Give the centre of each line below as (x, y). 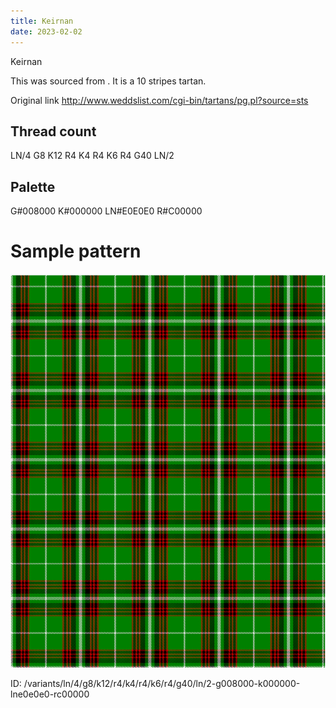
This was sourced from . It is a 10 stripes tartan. (108, 81)
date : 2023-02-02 (46, 31)
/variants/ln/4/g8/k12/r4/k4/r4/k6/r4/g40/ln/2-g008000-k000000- (162, 684)
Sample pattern (76, 251)
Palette (33, 186)
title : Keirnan (42, 21)
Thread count (53, 131)
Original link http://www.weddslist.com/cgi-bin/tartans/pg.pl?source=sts (159, 100)
